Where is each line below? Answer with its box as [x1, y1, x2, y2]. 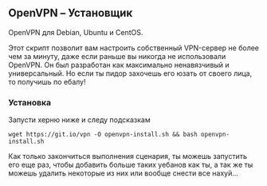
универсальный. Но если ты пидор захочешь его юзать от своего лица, [8, 68, 253, 78]
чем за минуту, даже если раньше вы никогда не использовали [8, 51, 226, 61]
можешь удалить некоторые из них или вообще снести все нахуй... [8, 168, 239, 178]
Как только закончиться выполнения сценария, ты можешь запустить [8, 152, 247, 161]
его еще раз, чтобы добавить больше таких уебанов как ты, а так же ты [8, 160, 253, 170]
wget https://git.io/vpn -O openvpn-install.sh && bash [8, 131, 198, 139]
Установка [8, 97, 52, 108]
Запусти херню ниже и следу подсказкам [8, 115, 151, 125]
